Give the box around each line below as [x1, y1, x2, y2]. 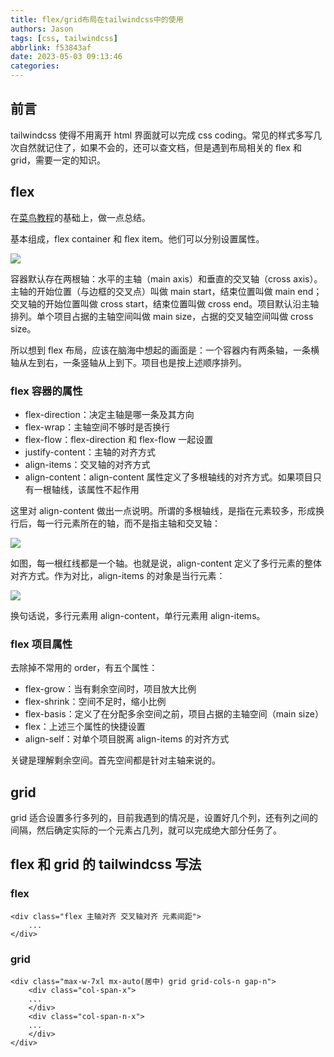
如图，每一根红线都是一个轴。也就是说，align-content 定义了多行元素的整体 [10, 557, 322, 569]
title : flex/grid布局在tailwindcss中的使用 [10, 14, 184, 25]
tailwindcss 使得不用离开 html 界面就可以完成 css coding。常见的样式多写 [10, 129, 313, 141]
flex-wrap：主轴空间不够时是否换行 [24, 421, 171, 433]
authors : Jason [10, 24, 74, 34]
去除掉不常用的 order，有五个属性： [10, 662, 158, 674]
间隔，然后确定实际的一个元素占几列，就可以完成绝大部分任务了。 [10, 824, 282, 836]
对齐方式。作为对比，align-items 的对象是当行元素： [10, 569, 226, 581]
